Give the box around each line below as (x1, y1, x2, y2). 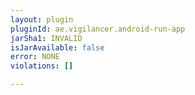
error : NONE (10, 52, 60, 62)
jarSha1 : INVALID (10, 33, 83, 43)
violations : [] (10, 61, 74, 71)
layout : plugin (10, 14, 74, 25)
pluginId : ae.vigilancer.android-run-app (10, 24, 186, 34)
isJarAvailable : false (10, 42, 105, 53)
